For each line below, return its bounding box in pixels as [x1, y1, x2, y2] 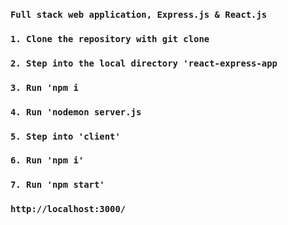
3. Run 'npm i [10, 82, 79, 93]
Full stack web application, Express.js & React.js [10, 9, 268, 20]
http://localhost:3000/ [10, 204, 127, 215]
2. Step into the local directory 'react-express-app [10, 57, 278, 69]
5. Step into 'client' [10, 130, 121, 142]
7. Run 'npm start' [10, 179, 105, 191]
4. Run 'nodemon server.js [10, 106, 142, 118]
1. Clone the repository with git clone [10, 33, 210, 44]
